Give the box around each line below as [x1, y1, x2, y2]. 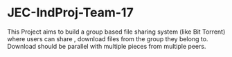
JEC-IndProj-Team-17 [7, 5, 134, 21]
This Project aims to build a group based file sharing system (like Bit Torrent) [7, 27, 226, 36]
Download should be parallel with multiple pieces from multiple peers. [7, 42, 206, 50]
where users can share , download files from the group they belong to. [7, 34, 208, 43]
